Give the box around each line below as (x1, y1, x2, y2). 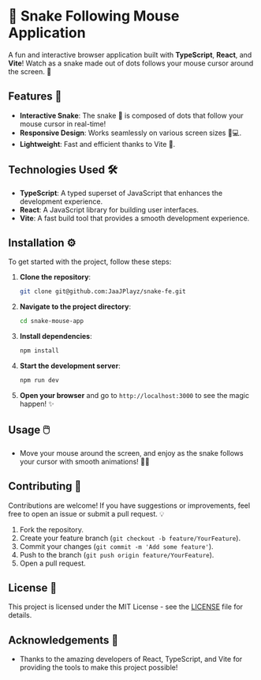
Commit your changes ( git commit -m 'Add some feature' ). (19, 541, 214, 551)
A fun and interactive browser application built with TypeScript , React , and (8, 50, 252, 59)
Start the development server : (19, 361, 121, 370)
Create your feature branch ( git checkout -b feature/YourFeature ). (19, 533, 241, 543)
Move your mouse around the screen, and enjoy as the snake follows (19, 448, 244, 457)
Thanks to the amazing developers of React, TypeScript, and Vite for (19, 655, 243, 664)
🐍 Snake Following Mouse (8, 7, 180, 25)
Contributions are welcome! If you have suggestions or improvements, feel (8, 501, 251, 510)
